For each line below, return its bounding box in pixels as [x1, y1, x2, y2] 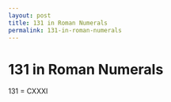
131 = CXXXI [8, 86, 48, 96]
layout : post [8, 11, 51, 20]
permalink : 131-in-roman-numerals [8, 26, 123, 34]
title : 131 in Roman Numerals [8, 19, 108, 27]
